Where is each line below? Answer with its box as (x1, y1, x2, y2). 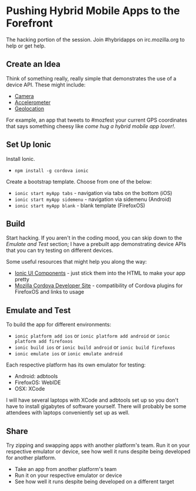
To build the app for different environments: (6, 321, 111, 328)
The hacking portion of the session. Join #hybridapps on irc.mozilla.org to (6, 36, 185, 43)
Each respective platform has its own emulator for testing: (6, 361, 146, 368)
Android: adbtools (14, 373, 58, 380)
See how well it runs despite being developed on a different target (14, 478, 174, 485)
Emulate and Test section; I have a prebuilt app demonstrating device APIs (6, 241, 187, 248)
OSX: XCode (14, 385, 45, 392)
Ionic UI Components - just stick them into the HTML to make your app (14, 270, 186, 277)
